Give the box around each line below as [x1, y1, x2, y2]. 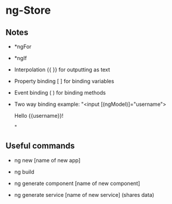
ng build [14, 168, 35, 175]
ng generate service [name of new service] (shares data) [14, 191, 155, 198]
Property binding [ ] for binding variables [14, 78, 114, 84]
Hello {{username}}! [14, 112, 64, 119]
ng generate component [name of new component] [14, 180, 140, 187]
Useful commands [5, 141, 75, 151]
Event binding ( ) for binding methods [14, 89, 106, 96]
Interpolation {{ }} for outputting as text [14, 66, 111, 73]
